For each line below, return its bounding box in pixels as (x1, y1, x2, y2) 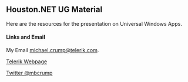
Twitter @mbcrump (6, 70, 53, 77)
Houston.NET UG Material (6, 5, 103, 15)
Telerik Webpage (6, 58, 48, 65)
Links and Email (6, 33, 45, 40)
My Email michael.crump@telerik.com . (6, 47, 99, 54)
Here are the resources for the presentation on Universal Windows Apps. (6, 20, 182, 27)
